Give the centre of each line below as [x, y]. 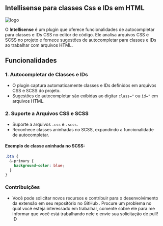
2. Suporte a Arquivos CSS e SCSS [47, 113]
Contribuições [23, 187]
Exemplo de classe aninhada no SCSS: [45, 146]
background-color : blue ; [39, 166]
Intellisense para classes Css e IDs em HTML [75, 8]
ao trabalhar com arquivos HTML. [39, 45]
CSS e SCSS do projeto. [36, 90]
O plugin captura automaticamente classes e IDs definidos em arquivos [84, 85]
